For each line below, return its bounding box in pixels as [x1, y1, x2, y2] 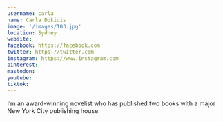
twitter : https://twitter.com [7, 49, 95, 56]
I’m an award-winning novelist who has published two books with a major [7, 99, 216, 108]
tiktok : [7, 81, 30, 88]
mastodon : [7, 68, 36, 74]
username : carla [7, 10, 54, 17]
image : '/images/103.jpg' [7, 23, 81, 30]
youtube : [7, 74, 32, 81]
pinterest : [7, 61, 39, 68]
